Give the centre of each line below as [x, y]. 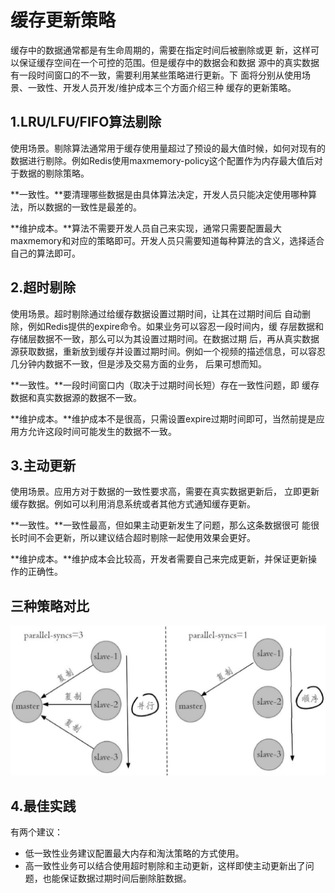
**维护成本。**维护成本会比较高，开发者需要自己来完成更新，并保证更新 [159, 559]
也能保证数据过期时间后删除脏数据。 [117, 878]
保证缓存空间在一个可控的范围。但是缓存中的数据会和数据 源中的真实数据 [169, 62]
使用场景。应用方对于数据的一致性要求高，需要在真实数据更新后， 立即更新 [165, 492]
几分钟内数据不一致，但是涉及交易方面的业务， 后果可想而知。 [138, 363]
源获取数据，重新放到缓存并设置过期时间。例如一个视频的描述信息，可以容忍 [168, 351]
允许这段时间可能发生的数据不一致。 [102, 431]
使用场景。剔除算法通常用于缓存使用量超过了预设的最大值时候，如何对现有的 [168, 148]
